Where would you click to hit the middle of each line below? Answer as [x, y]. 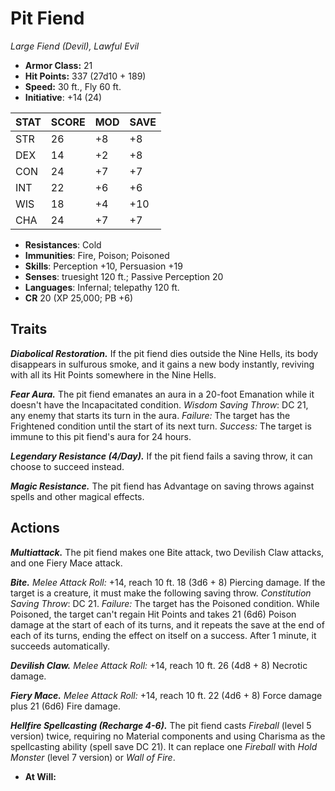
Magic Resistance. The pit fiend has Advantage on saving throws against [162, 486]
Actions [35, 528]
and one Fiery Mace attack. [66, 563]
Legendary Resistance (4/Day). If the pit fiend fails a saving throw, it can [161, 456]
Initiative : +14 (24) [63, 97]
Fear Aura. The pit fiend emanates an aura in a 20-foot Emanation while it [162, 394]
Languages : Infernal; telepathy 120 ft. [102, 287]
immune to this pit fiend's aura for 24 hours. [101, 436]
